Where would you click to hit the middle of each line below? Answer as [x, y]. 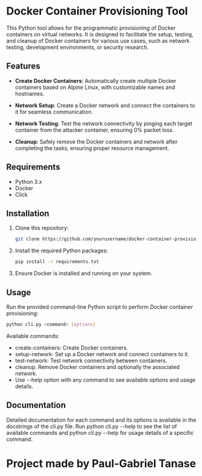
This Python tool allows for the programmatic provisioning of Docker [91, 28]
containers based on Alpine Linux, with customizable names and [95, 87]
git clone [27, 239]
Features [23, 66]
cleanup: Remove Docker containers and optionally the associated [97, 367]
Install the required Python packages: [62, 251]
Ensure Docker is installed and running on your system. [84, 273]
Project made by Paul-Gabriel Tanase [101, 463]
